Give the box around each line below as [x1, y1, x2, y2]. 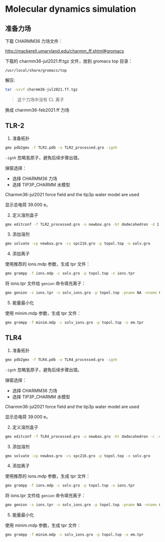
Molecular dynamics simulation [5, 3, 137, 15]
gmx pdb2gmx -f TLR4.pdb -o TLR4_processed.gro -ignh [5, 357, 118, 362]
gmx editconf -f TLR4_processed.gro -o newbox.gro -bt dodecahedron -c [5, 434, 155, 439]
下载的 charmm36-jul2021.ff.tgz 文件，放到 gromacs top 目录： [5, 58, 133, 64]
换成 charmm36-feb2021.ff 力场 [5, 107, 70, 113]
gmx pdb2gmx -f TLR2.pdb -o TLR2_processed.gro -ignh [5, 145, 118, 150]
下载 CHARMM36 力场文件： [5, 38, 63, 44]
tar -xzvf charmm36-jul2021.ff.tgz [5, 87, 78, 92]
